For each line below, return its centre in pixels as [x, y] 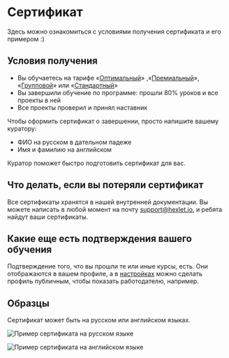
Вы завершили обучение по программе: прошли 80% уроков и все [118, 92]
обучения [30, 249]
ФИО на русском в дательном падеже [74, 142]
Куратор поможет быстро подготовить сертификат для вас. [97, 163]
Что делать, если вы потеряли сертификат [105, 185]
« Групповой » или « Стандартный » [68, 85]
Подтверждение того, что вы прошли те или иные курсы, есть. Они [108, 266]
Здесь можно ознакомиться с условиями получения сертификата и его [114, 31]
